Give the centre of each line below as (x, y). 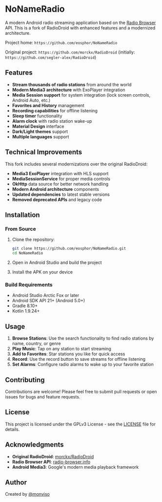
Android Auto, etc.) (31, 100)
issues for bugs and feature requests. (43, 396)
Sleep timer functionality (37, 116)
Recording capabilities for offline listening (55, 110)
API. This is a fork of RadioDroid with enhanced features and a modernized (80, 27)
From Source (20, 229)
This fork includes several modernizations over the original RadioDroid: (76, 164)
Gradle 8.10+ (25, 306)
